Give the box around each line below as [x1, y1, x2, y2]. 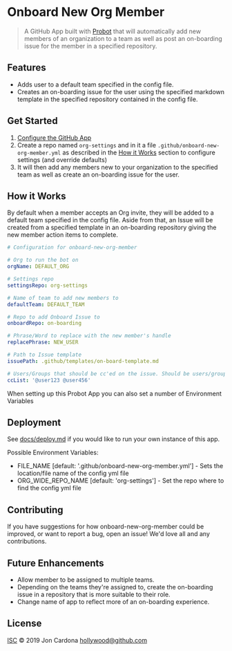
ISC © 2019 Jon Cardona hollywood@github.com [7, 636, 147, 644]
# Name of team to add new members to [7, 294, 119, 301]
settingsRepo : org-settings [7, 282, 88, 289]
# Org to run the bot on [7, 257, 79, 264]
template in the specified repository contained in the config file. [17, 95, 198, 103]
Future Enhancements [7, 557, 105, 569]
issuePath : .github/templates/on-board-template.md [7, 357, 159, 364]
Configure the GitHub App [17, 133, 92, 142]
